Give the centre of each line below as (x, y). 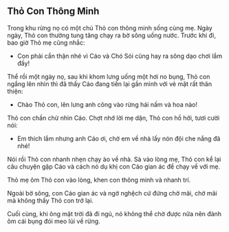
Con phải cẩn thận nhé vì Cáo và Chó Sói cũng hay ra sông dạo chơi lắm (119, 56)
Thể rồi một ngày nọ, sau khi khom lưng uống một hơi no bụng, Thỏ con (109, 76)
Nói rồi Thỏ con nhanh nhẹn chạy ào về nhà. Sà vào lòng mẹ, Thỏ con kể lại (114, 159)
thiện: (15, 91)
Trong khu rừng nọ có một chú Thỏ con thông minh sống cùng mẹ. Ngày (110, 28)
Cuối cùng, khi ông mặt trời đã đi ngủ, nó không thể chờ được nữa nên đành (115, 213)
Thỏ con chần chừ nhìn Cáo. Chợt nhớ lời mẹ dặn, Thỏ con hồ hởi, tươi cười (113, 118)
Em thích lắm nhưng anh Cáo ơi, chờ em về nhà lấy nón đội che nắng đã (119, 138)
